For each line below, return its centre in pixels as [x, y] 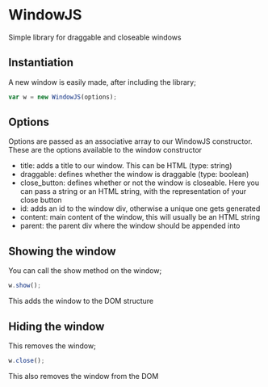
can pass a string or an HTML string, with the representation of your [133, 191]
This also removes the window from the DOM [84, 376]
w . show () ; [25, 286]
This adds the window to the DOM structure [81, 301]
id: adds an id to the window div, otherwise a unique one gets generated [140, 208]
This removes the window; [52, 346]
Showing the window [62, 251]
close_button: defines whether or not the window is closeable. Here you [140, 183]
